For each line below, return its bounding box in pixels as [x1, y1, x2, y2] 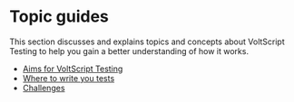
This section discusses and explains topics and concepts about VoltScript [9, 36, 286, 47]
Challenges [22, 82, 65, 93]
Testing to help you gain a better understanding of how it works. [9, 45, 250, 56]
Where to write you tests [22, 72, 115, 83]
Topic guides [9, 6, 109, 27]
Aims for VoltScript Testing [22, 63, 123, 74]
